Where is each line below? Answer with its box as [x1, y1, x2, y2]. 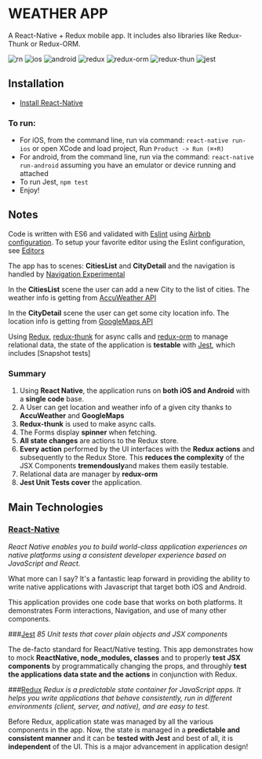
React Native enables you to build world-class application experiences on [8, 541, 248, 551]
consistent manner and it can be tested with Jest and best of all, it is [8, 733, 234, 742]
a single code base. [19, 394, 85, 404]
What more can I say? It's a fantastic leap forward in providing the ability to [8, 574, 250, 583]
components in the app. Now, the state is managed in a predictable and [8, 724, 241, 735]
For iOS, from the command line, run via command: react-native [19, 135, 229, 145]
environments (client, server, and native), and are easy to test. [8, 701, 210, 711]
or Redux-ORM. [30, 38, 81, 48]
